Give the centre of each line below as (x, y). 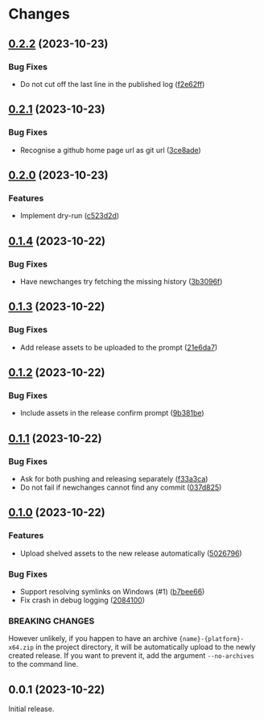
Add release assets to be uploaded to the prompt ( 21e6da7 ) (119, 347)
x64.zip (21, 648)
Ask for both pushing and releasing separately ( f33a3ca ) (114, 479)
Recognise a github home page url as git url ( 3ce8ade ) (110, 150)
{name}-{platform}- (212, 639)
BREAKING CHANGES (52, 621)
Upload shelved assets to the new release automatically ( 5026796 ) (131, 553)
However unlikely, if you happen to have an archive (93, 639)
